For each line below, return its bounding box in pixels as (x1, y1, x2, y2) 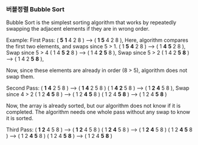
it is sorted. (6, 115, 34, 122)
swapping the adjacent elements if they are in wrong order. (6, 25, 150, 32)
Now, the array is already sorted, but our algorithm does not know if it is (6, 102, 181, 110)
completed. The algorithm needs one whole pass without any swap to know (6, 108, 190, 116)
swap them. (6, 73, 35, 80)
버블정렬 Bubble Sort (6, 5, 65, 13)
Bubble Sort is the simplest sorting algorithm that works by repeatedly (6, 19, 177, 26)
